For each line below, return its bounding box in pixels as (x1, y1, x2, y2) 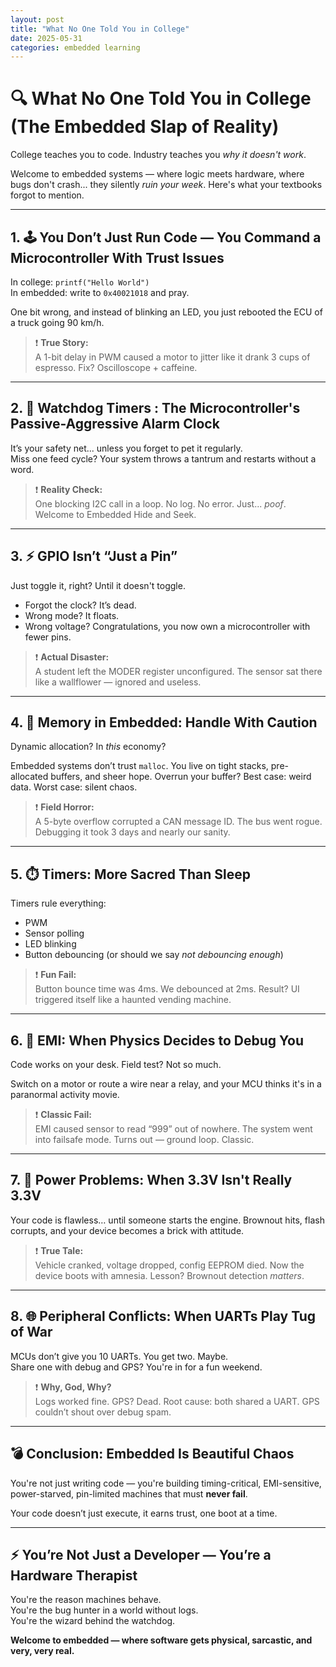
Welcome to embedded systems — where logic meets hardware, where (10, 168, 305, 180)
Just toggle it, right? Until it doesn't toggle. (10, 579, 186, 591)
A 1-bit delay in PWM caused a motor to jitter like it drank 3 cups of (34, 351, 311, 363)
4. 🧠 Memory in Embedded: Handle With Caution (10, 714, 318, 731)
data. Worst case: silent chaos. (10, 781, 138, 793)
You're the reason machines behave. (10, 1594, 162, 1606)
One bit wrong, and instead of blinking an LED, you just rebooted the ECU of (10, 306, 323, 318)
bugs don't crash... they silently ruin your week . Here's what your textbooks (10, 179, 323, 191)
